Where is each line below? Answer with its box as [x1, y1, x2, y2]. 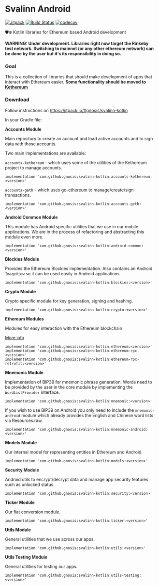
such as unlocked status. [5, 482, 55, 487]
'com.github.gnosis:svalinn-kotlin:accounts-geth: [37, 201, 142, 206]
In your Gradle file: [5, 117, 42, 122]
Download [5, 96, 30, 103]
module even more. [5, 234, 43, 240]
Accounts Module [5, 126, 42, 132]
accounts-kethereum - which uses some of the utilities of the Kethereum [5, 159, 147, 166]
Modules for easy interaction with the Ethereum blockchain [5, 325, 122, 331]
